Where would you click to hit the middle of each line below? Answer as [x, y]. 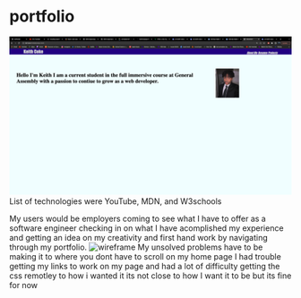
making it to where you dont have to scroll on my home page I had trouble [146, 257]
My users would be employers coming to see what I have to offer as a [138, 219]
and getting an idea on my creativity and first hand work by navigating [139, 238]
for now [24, 285]
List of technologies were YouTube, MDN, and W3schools [116, 201]
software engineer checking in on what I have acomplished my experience [146, 228]
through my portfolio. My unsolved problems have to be [136, 247]
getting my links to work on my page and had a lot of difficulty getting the [145, 267]
